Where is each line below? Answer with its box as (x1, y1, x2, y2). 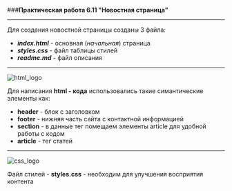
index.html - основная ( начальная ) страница (17, 39, 151, 47)
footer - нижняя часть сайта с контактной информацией (17, 115, 184, 123)
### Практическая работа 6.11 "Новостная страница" (7, 6, 168, 14)
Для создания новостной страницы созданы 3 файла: (7, 26, 166, 34)
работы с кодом (17, 130, 66, 137)
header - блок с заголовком (17, 108, 100, 116)
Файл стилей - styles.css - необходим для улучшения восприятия (7, 170, 204, 178)
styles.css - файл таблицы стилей (17, 46, 118, 54)
